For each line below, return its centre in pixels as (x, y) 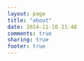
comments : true (30, 33)
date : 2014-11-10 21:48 (42, 27)
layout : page (26, 14)
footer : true (26, 46)
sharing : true (28, 40)
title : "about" (30, 20)
